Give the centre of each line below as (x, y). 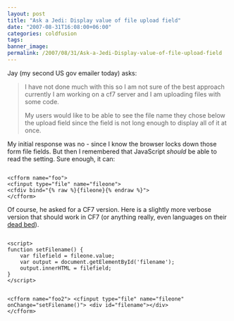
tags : (15, 40)
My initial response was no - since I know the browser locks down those (112, 144)
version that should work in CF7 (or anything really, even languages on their (117, 217)
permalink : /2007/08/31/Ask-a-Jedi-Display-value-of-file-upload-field (115, 53)
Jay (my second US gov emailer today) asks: (72, 73)
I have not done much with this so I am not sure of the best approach (124, 87)
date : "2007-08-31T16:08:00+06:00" (60, 27)
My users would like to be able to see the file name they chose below (125, 115)
